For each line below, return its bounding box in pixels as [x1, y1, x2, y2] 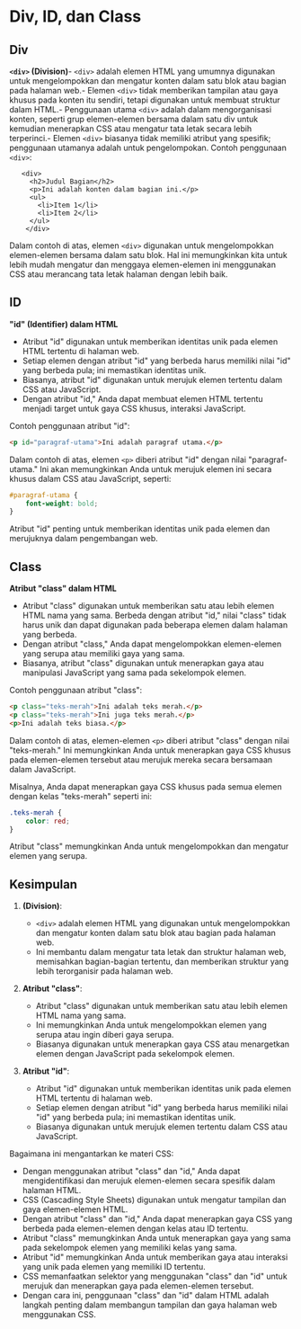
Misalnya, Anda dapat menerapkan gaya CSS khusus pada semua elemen [9, 780, 282, 792]
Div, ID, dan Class [9, 6, 142, 27]
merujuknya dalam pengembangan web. [9, 533, 159, 544]
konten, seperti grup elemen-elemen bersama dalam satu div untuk [9, 114, 259, 124]
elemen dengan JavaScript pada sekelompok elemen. [35, 1048, 235, 1059]
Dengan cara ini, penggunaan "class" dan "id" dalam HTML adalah [22, 1290, 270, 1301]
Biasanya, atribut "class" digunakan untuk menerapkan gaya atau [22, 658, 265, 669]
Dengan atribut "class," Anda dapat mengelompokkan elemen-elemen [22, 638, 282, 649]
